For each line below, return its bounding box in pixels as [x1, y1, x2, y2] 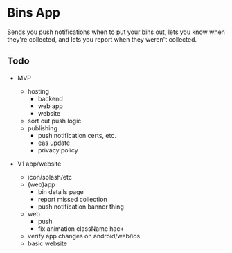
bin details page [37, 187, 84, 195]
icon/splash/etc [27, 173, 73, 181]
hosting [27, 87, 50, 95]
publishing [27, 123, 57, 132]
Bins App [7, 5, 61, 21]
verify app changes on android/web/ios [27, 232, 141, 240]
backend [37, 94, 64, 103]
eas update [37, 139, 71, 147]
